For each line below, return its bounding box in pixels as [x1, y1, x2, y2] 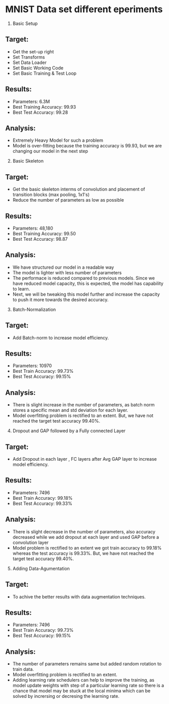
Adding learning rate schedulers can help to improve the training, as [12, 677, 154, 683]
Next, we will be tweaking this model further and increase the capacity [12, 291, 160, 297]
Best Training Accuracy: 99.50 [12, 231, 76, 237]
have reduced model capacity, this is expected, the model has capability [12, 280, 163, 286]
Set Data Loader [12, 59, 47, 66]
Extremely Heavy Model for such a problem [12, 137, 104, 143]
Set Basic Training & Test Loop [12, 70, 77, 76]
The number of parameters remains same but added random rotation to [12, 661, 162, 667]
